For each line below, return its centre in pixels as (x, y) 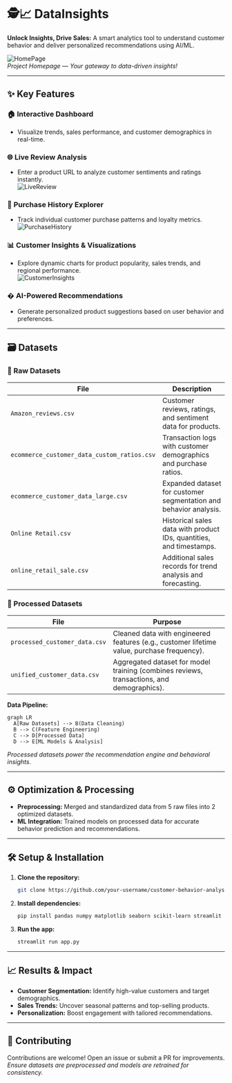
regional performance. (49, 270)
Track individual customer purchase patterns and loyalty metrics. (109, 219)
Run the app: (36, 929)
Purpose (167, 621)
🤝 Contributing (39, 1041)
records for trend (190, 566)
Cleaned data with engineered (162, 633)
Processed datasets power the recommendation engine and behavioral (109, 754)
